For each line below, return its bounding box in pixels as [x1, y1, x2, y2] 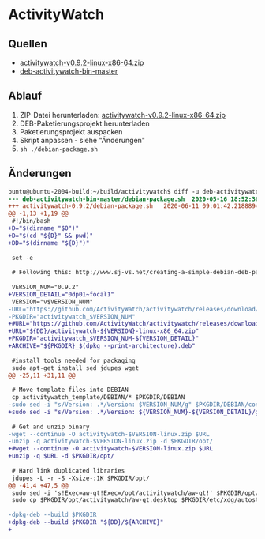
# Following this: [11, 269, 73, 277]
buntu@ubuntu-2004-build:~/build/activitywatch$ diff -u [8, 187, 200, 195]
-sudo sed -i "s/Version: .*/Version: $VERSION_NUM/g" [8, 401, 192, 409]
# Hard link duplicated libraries [11, 466, 125, 475]
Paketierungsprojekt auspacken [19, 126, 123, 136]
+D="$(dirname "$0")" [8, 224, 80, 232]
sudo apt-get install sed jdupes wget [11, 364, 140, 372]
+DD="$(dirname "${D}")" [8, 239, 90, 247]
